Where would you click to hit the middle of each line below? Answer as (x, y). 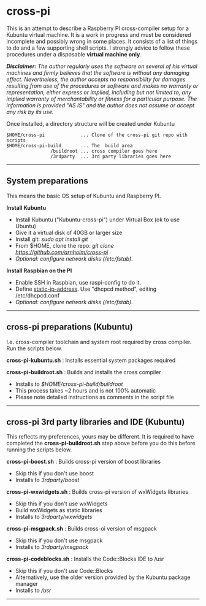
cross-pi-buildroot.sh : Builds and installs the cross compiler (84, 372)
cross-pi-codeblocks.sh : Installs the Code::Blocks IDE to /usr (85, 559)
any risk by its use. (30, 112)
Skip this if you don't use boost (54, 474)
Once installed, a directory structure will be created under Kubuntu (90, 123)
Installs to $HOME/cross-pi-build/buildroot (69, 384)
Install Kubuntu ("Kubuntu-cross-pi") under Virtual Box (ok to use (97, 220)
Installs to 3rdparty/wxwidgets (54, 517)
